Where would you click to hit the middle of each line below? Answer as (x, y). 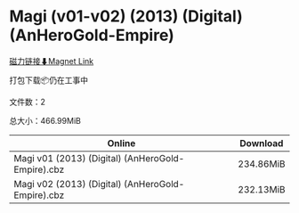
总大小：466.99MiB (45, 120)
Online (121, 143)
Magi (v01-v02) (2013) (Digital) (126, 16)
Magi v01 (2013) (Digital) (68, 158)
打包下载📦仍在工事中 (49, 80)
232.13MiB (262, 189)
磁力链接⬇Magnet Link (52, 61)
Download (262, 143)
